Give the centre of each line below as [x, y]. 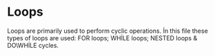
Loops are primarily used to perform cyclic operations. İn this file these [107, 31]
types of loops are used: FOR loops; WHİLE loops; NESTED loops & [102, 38]
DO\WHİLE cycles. [33, 45]
